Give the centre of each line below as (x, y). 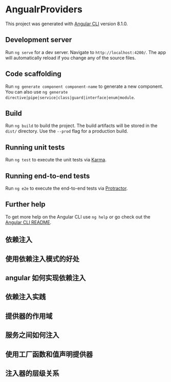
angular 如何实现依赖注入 (46, 278)
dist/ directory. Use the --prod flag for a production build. (67, 131)
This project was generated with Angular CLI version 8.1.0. (67, 24)
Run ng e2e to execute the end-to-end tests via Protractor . (67, 188)
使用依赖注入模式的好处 (42, 259)
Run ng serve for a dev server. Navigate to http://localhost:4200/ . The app (86, 52)
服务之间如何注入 (32, 335)
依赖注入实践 (26, 297)
